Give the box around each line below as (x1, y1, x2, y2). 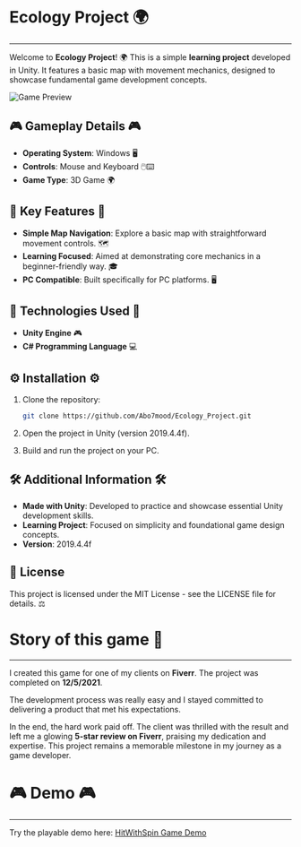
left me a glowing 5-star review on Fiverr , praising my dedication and (9, 730, 267, 741)
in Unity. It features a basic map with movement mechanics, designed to (9, 65, 276, 75)
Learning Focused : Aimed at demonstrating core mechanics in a (21, 250, 262, 261)
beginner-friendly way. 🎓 (21, 261, 118, 272)
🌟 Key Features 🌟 (9, 203, 106, 220)
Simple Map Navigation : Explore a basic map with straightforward (21, 228, 267, 238)
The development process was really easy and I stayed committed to (9, 694, 264, 704)
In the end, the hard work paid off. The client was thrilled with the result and (9, 721, 289, 731)
